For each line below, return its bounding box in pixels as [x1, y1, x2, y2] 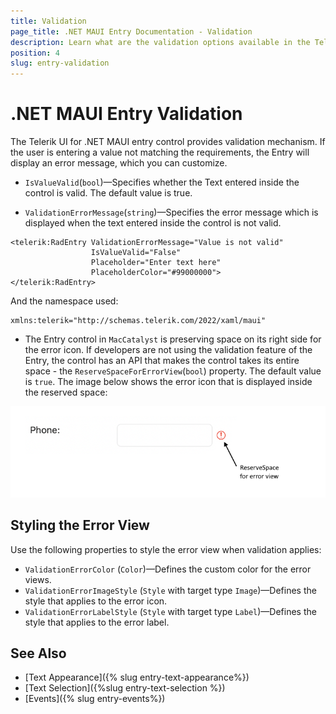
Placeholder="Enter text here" [90, 258, 222, 268]
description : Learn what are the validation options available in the [10, 37, 311, 47]
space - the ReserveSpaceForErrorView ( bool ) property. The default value [24, 365, 322, 377]
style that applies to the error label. [24, 616, 170, 628]
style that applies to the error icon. [24, 595, 168, 607]
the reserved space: [24, 386, 108, 399]
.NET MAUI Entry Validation [10, 103, 243, 125]
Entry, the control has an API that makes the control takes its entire [24, 355, 300, 367]
